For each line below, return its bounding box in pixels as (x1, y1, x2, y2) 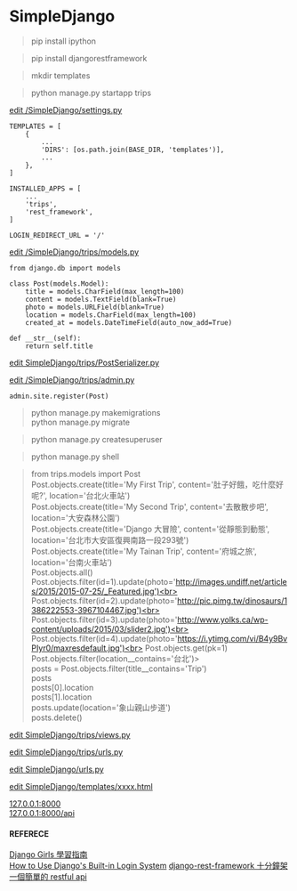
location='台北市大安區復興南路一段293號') (30, 534, 189, 545)
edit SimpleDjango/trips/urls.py (9, 746, 124, 757)
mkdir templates (30, 69, 91, 81)
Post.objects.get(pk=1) (145, 643, 229, 653)
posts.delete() (30, 712, 83, 723)
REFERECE (9, 828, 49, 838)
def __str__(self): (9, 334, 82, 343)
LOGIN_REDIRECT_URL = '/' (9, 231, 105, 239)
